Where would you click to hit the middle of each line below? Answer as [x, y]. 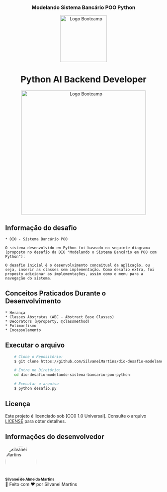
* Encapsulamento [23, 330]
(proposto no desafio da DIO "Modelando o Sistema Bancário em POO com [81, 252]
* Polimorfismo [21, 326]
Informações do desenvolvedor [55, 437]
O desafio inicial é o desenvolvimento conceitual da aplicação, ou [78, 265]
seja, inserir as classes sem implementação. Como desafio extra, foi [80, 270]
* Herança [15, 313]
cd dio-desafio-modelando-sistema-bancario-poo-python [72, 375]
